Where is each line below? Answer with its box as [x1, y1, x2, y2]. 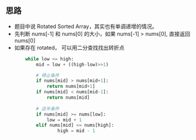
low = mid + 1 [46, 117, 82, 123]
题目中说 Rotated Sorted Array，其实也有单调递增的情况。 [14, 23, 158, 30]
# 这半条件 [36, 105, 59, 112]
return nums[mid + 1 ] [46, 83, 95, 90]
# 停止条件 [36, 72, 59, 78]
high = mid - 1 [57, 128, 95, 134]
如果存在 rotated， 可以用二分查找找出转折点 [14, 44, 125, 51]
